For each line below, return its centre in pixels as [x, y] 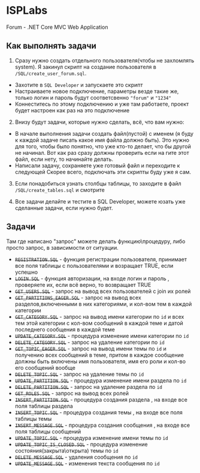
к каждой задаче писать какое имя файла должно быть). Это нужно [102, 140]
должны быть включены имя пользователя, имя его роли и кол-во [100, 361]
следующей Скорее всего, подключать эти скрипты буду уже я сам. [103, 172]
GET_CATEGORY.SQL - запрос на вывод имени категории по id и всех [99, 316]
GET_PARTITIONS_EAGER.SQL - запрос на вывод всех [78, 297]
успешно [26, 272]
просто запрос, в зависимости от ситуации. [62, 247]
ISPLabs [27, 11]
